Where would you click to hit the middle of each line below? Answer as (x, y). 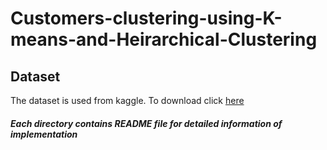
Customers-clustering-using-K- (146, 18)
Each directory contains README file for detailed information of (146, 123)
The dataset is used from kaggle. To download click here (127, 100)
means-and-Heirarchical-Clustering (164, 39)
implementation (44, 134)
